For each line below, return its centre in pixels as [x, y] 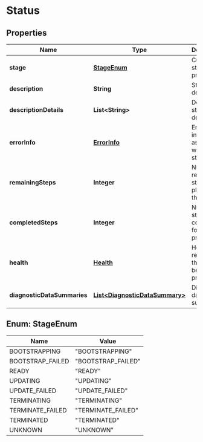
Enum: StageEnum [42, 324]
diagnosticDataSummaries [48, 295]
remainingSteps [33, 182]
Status [23, 11]
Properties [27, 33]
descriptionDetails [36, 110]
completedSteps [34, 223]
